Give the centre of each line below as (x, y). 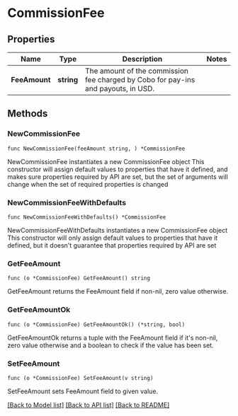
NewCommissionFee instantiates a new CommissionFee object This (106, 161)
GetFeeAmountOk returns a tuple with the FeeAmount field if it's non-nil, (113, 337)
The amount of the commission (137, 71)
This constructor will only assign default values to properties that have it (113, 238)
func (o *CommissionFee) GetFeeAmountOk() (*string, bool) (96, 324)
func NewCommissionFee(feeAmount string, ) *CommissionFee (96, 149)
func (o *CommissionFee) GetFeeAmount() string (79, 278)
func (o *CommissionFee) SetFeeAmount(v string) (80, 378)
